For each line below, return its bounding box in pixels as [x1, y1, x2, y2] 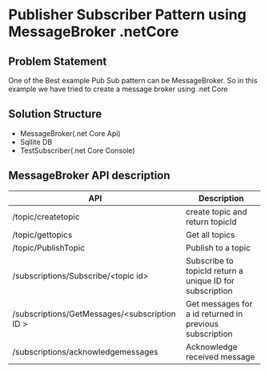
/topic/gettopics [12, 229, 73, 240]
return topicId [185, 216, 238, 227]
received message [185, 351, 255, 362]
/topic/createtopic [12, 211, 80, 222]
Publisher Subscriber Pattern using [8, 6, 247, 24]
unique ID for [185, 275, 235, 286]
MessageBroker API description [8, 169, 171, 182]
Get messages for [185, 298, 253, 309]
